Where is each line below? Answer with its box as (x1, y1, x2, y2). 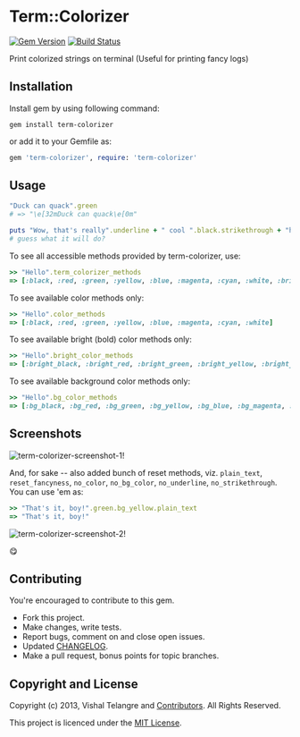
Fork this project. (21, 613, 85, 623)
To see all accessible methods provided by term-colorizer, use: (9, 250, 241, 261)
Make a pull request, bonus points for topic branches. (21, 650, 220, 661)
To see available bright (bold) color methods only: (9, 334, 192, 345)
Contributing (9, 571, 82, 587)
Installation (9, 79, 73, 95)
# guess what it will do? (9, 234, 105, 243)
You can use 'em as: (9, 486, 84, 497)
